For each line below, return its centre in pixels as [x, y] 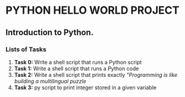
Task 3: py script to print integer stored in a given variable [85, 87]
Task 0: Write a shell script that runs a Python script [78, 62]
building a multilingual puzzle [50, 81]
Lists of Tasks [26, 49]
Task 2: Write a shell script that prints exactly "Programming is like [96, 74]
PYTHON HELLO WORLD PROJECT [93, 10]
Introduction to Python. [50, 32]
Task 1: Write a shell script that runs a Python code [76, 68]
